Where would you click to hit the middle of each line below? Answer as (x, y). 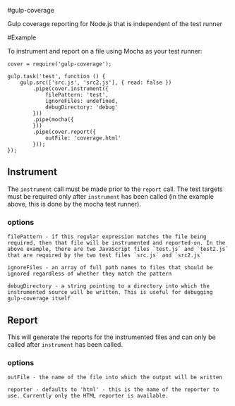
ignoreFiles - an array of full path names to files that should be (110, 268)
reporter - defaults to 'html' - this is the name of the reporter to (113, 390)
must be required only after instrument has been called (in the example (110, 196)
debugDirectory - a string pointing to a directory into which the (109, 286)
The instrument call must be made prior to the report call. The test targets (115, 189)
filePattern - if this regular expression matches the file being (107, 237)
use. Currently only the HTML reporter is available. (88, 396)
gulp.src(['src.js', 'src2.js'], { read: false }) (96, 82)
